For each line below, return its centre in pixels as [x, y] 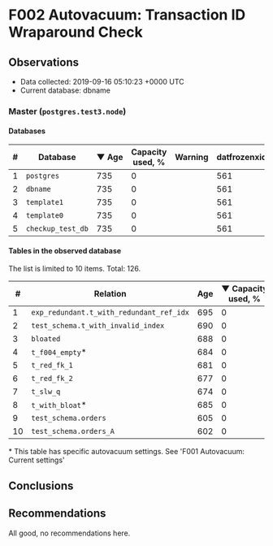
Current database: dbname [65, 90]
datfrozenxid [242, 158]
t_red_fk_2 [52, 379]
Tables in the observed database [65, 250]
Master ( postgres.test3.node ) [67, 111]
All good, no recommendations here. [69, 533]
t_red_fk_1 [52, 366]
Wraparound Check [76, 32]
